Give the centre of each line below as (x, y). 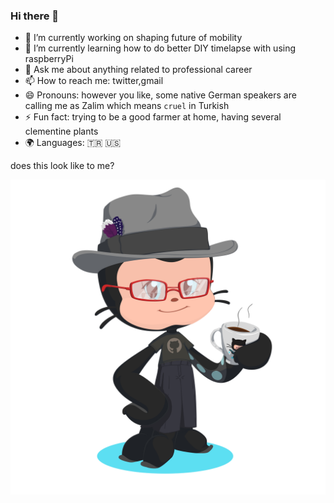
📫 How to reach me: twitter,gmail (94, 81)
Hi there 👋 (35, 16)
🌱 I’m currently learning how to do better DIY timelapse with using (160, 48)
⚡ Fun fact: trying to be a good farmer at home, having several (153, 117)
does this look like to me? (62, 166)
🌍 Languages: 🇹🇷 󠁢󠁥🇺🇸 (73, 143)
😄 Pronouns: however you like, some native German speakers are (160, 95)
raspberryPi (49, 59)
